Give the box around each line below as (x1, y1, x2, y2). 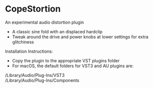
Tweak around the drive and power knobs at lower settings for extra (12, 34, 149, 40)
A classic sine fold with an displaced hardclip (12, 29, 103, 34)
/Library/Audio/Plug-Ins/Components (5, 77, 79, 83)
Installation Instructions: (5, 48, 53, 54)
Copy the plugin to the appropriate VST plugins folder (12, 58, 120, 63)
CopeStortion (5, 3, 61, 15)
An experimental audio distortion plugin (5, 19, 84, 25)
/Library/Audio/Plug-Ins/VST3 (5, 72, 65, 78)
